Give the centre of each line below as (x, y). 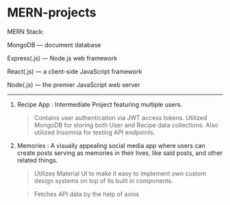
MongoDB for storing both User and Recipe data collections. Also (126, 125)
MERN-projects (52, 13)
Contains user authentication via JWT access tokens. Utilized (120, 117)
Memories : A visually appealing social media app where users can (111, 145)
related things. (37, 160)
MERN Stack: (26, 32)
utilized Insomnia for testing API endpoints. (94, 132)
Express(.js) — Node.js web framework (62, 58)
